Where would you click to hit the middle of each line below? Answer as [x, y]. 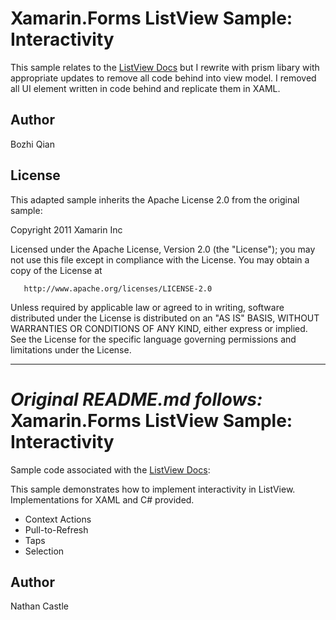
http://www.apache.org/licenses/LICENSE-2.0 [118, 288]
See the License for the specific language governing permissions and [153, 339]
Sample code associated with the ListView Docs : [110, 469]
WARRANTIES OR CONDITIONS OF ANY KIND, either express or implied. [159, 328]
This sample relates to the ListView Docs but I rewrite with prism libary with [165, 67]
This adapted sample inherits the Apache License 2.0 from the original [155, 199]
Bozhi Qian [32, 144]
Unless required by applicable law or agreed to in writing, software [147, 307]
